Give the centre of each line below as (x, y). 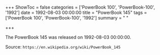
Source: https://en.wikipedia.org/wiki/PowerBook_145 (63, 47)
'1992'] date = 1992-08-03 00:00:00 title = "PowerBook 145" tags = (76, 12)
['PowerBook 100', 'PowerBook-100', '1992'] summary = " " (67, 18)
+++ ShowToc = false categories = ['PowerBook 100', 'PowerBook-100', (80, 7)
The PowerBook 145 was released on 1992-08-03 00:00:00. (68, 37)
